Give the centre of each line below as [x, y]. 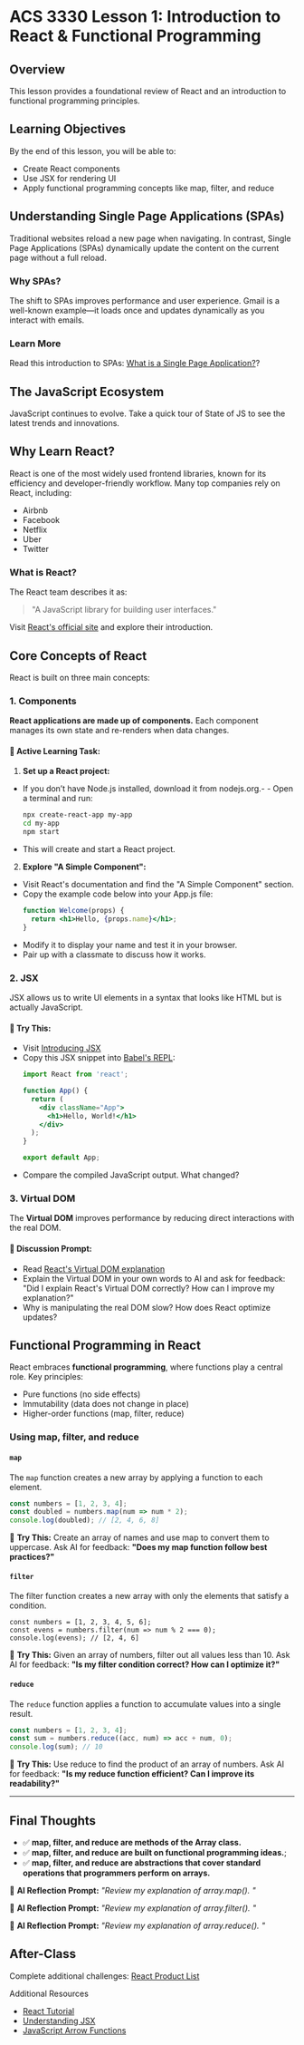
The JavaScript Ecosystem [87, 392]
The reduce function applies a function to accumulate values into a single [145, 1704]
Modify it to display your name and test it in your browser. [130, 945]
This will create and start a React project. [99, 849]
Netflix [35, 529]
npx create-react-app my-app [77, 815]
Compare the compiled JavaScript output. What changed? [131, 1175]
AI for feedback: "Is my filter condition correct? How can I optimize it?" [145, 1664]
